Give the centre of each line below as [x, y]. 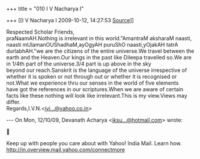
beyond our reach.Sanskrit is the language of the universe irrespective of [97, 70]
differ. [14, 102]
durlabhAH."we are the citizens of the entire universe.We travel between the [100, 51]
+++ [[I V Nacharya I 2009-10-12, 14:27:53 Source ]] [70, 20]
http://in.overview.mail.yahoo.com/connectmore [65, 150]
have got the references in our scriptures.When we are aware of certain [95, 89]
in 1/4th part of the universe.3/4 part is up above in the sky [79, 64]
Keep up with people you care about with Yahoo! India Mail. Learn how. [94, 143]
